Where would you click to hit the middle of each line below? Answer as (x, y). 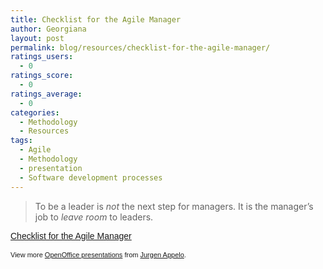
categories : (35, 112)
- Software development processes (91, 177)
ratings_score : (42, 76)
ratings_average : (46, 94)
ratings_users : (42, 57)
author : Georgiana (48, 29)
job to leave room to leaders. (94, 217)
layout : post (37, 38)
